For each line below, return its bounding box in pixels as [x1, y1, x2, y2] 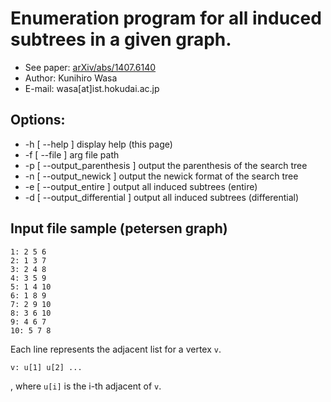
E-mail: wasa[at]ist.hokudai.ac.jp [24, 82, 160, 94]
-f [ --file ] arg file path [24, 148, 120, 161]
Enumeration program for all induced [10, 7, 322, 30]
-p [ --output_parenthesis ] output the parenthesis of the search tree [24, 159, 308, 171]
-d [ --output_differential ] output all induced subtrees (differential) [24, 191, 300, 203]
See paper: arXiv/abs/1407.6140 [24, 61, 157, 73]
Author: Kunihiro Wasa [24, 72, 118, 84]
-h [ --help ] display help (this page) [24, 138, 173, 150]
